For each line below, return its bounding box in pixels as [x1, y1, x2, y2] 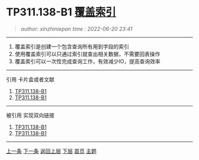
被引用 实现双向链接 [6, 112, 54, 119]
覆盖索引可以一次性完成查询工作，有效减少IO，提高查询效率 [14, 57, 161, 65]
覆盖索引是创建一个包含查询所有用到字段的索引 [14, 43, 129, 50]
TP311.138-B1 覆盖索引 [6, 5, 117, 19]
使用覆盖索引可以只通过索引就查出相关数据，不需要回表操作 [14, 50, 161, 57]
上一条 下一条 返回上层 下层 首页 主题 [6, 147, 97, 154]
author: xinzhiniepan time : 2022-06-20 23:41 [20, 25, 133, 32]
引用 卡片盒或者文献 [6, 76, 54, 83]
